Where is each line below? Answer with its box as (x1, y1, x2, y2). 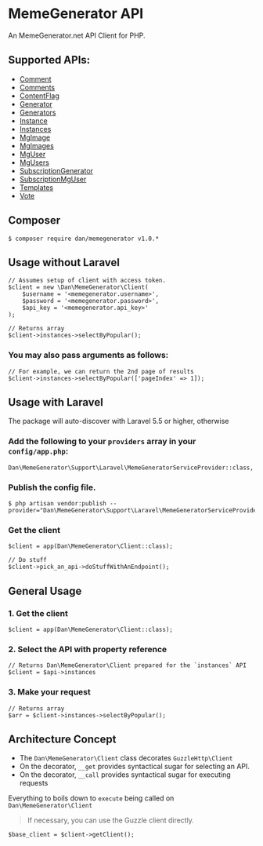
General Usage (8, 584, 82, 597)
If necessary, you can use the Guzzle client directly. (27, 815, 194, 825)
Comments (19, 82, 56, 92)
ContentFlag (19, 91, 60, 100)
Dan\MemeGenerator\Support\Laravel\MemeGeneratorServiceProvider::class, (8, 464, 254, 472)
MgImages (19, 140, 55, 150)
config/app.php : (8, 446, 69, 457)
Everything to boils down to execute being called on (8, 793, 175, 803)
